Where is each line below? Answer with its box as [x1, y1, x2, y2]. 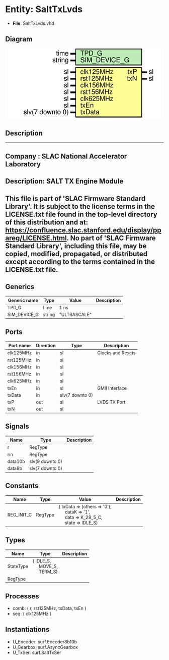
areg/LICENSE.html [5, 233, 67, 242]
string [43, 312, 55, 318]
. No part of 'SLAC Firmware [66, 233, 156, 242]
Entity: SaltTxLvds [5, 4, 83, 15]
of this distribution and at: [5, 218, 89, 226]
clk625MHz [7, 378, 32, 384]
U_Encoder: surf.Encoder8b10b [12, 638, 77, 645]
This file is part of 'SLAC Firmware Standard [5, 194, 146, 203]
